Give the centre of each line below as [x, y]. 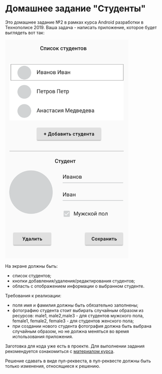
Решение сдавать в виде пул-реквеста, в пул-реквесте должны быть [78, 361]
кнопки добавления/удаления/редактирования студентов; [74, 281]
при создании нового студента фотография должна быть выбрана [82, 326]
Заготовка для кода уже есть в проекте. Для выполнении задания [75, 346]
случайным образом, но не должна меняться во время [71, 331]
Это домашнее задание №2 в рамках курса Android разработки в [74, 22]
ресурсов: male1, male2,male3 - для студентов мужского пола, [78, 316]
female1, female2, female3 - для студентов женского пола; [73, 321]
